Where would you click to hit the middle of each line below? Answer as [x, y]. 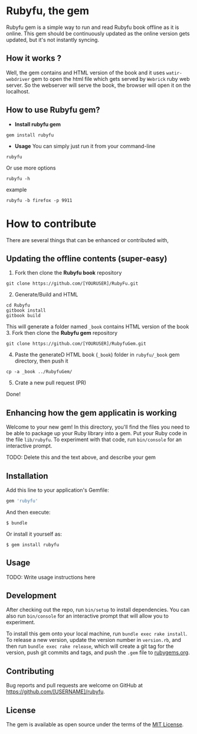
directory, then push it [42, 361]
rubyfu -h [18, 178]
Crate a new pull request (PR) [50, 383]
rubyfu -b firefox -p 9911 [39, 200]
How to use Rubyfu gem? [53, 110]
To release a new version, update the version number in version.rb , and [94, 640]
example [17, 190]
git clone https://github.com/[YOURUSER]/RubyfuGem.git [76, 344]
